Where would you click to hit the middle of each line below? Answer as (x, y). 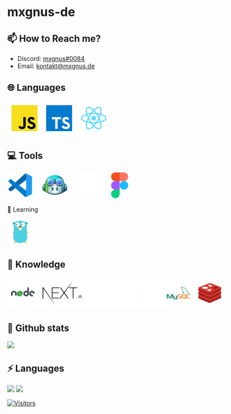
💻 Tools (25, 156)
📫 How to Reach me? (54, 38)
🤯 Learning (23, 209)
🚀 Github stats (38, 328)
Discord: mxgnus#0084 (51, 59)
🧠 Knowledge (36, 265)
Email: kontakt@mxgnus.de (56, 66)
